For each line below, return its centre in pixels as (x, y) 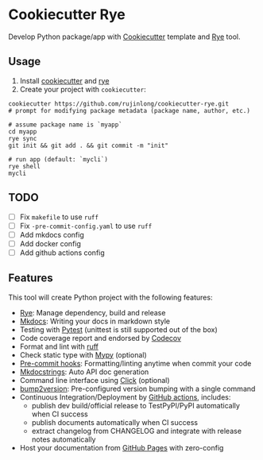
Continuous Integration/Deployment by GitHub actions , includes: (125, 397)
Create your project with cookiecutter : (83, 89)
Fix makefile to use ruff (59, 217)
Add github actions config (62, 253)
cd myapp (23, 131)
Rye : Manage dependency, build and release (93, 312)
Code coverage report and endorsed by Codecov (100, 338)
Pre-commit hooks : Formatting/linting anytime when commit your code (135, 363)
